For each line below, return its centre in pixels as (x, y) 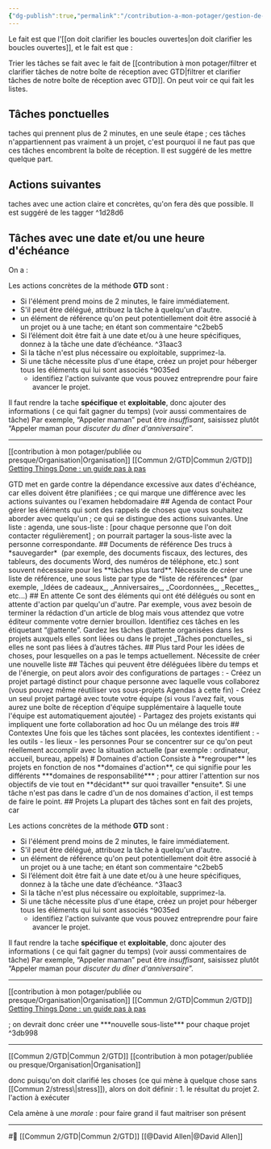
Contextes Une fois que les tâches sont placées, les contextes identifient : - (134, 733)
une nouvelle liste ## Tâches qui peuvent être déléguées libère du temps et (133, 664)
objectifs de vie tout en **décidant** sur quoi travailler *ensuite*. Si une (127, 784)
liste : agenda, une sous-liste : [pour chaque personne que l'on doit (120, 527)
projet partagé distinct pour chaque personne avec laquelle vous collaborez (134, 682)
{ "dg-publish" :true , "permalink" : (65, 16)
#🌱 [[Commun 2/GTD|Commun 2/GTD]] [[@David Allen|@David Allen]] (126, 1136)
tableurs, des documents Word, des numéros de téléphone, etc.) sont (124, 562)
